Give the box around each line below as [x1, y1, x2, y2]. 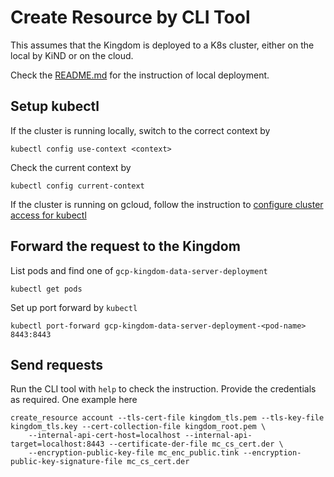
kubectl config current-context [10, 181, 145, 191]
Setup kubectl [10, 98, 100, 115]
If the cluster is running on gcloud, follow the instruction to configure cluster [10, 198, 324, 210]
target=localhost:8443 [10, 439, 105, 450]
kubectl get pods [10, 284, 83, 294]
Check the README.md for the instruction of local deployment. [10, 69, 270, 81]
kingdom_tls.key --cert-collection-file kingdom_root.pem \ [10, 422, 267, 432]
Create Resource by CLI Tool [10, 6, 251, 29]
